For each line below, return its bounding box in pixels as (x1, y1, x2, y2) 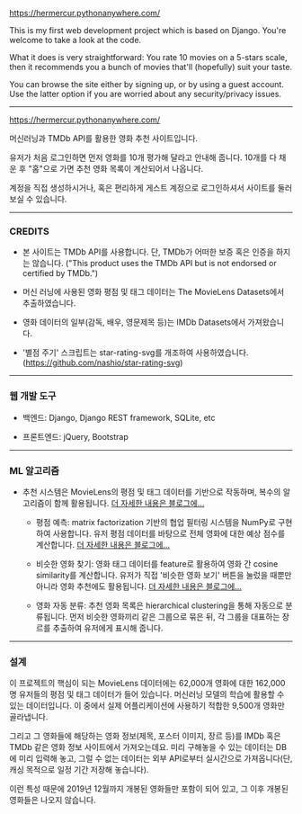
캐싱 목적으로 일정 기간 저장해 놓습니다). (9, 765, 149, 775)
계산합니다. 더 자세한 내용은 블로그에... (35, 539, 171, 550)
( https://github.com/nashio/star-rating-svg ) (22, 357, 183, 368)
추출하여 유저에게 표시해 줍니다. (52, 622, 164, 633)
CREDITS (9, 225, 49, 237)
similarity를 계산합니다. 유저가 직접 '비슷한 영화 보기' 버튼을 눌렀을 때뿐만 (35, 569, 292, 580)
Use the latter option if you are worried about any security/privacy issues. (9, 89, 281, 99)
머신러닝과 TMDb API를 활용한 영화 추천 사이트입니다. (9, 133, 199, 143)
